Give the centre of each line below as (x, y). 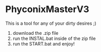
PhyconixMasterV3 (47, 9)
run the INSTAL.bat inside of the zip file (54, 38)
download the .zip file (36, 33)
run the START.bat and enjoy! (44, 43)
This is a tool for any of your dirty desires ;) (51, 23)
